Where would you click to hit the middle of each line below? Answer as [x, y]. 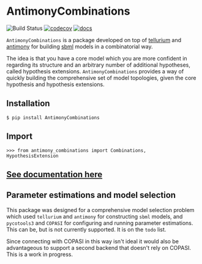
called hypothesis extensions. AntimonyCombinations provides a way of [95, 71]
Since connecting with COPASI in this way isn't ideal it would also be [93, 241]
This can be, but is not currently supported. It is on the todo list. [86, 229]
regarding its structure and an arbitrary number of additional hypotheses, [99, 65]
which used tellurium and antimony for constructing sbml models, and [95, 216]
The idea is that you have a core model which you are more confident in [97, 58]
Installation [28, 104]
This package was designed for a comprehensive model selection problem [100, 210]
